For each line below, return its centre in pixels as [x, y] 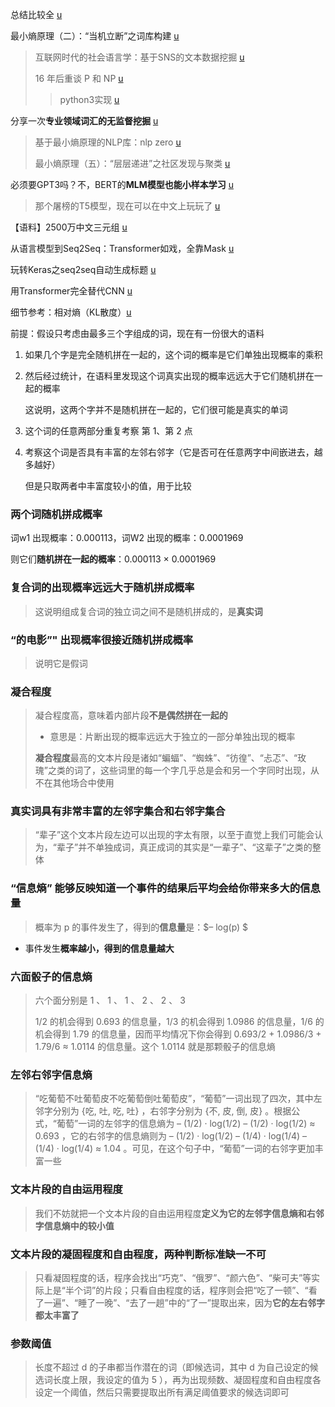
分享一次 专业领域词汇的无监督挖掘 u [84, 121]
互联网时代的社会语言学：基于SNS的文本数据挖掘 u [139, 57]
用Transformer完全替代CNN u [71, 291]
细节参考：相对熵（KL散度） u [71, 312]
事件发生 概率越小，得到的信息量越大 [99, 948]
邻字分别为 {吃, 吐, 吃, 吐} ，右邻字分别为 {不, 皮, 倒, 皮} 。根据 [163, 1111]
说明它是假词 [61, 663]
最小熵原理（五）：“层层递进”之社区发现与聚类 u [132, 163]
